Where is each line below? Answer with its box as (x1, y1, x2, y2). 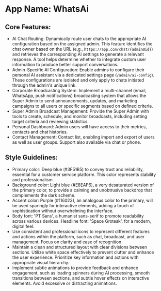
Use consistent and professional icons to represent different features (12, 228, 150, 234)
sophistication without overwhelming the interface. (12, 208, 114, 213)
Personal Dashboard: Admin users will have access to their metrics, (12, 124, 147, 130)
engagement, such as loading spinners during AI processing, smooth (12, 270, 150, 276)
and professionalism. (12, 176, 54, 182)
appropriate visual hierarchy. (12, 259, 69, 265)
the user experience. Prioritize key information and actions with (12, 254, 139, 260)
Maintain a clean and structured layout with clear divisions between (12, 244, 147, 250)
